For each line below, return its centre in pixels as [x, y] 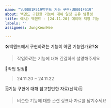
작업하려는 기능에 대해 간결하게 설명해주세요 [58, 59]
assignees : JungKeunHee [29, 28]
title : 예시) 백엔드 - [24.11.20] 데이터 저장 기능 [52, 19]
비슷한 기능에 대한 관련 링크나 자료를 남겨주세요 [62, 101]
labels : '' [16, 23]
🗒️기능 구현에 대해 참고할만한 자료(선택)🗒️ [44, 89]
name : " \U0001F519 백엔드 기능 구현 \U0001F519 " [49, 10]
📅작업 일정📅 [16, 69]
